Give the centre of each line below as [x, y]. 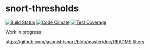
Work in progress [23, 32]
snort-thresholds [42, 9]
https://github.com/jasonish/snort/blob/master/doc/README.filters [75, 42]
